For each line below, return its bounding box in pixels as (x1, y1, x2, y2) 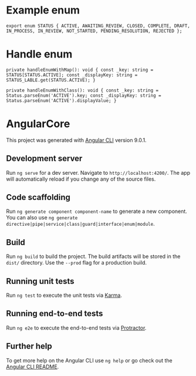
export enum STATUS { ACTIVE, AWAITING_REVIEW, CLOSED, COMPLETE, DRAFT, (6, 23, 191, 29)
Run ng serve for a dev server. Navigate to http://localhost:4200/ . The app (6, 169, 191, 176)
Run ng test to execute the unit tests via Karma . (6, 292, 122, 299)
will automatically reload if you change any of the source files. (6, 175, 156, 182)
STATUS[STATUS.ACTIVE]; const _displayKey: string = (6, 72, 138, 78)
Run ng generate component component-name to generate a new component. (6, 208, 188, 215)
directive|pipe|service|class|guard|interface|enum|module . (6, 221, 155, 228)
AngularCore (6, 117, 70, 131)
